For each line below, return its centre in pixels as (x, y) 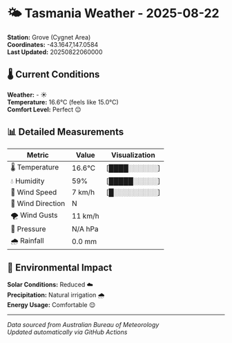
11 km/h (85, 216)
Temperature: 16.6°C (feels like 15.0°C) (63, 102)
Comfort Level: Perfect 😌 (44, 109)
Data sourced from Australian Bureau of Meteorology (83, 325)
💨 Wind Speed (34, 192)
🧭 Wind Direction (38, 203)
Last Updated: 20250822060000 (55, 52)
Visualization (133, 155)
